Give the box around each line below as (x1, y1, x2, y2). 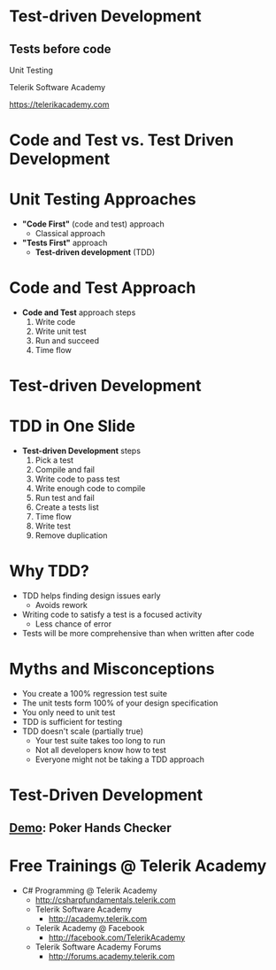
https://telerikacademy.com (9, 99, 110, 110)
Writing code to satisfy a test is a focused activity (21, 609, 203, 620)
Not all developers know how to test (34, 745, 166, 756)
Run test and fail (34, 493, 95, 504)
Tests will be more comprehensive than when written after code (21, 628, 255, 639)
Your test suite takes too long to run (34, 735, 165, 746)
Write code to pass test (34, 473, 120, 484)
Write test (34, 520, 71, 532)
